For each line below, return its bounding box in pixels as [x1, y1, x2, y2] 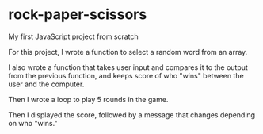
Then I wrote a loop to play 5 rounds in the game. [8, 94, 169, 104]
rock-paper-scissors [8, 6, 147, 24]
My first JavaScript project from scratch [8, 32, 139, 41]
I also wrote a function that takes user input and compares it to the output [8, 62, 248, 72]
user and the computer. [8, 79, 85, 89]
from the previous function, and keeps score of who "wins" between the [8, 71, 244, 80]
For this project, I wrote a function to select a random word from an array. [8, 47, 248, 56]
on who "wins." [8, 118, 58, 128]
